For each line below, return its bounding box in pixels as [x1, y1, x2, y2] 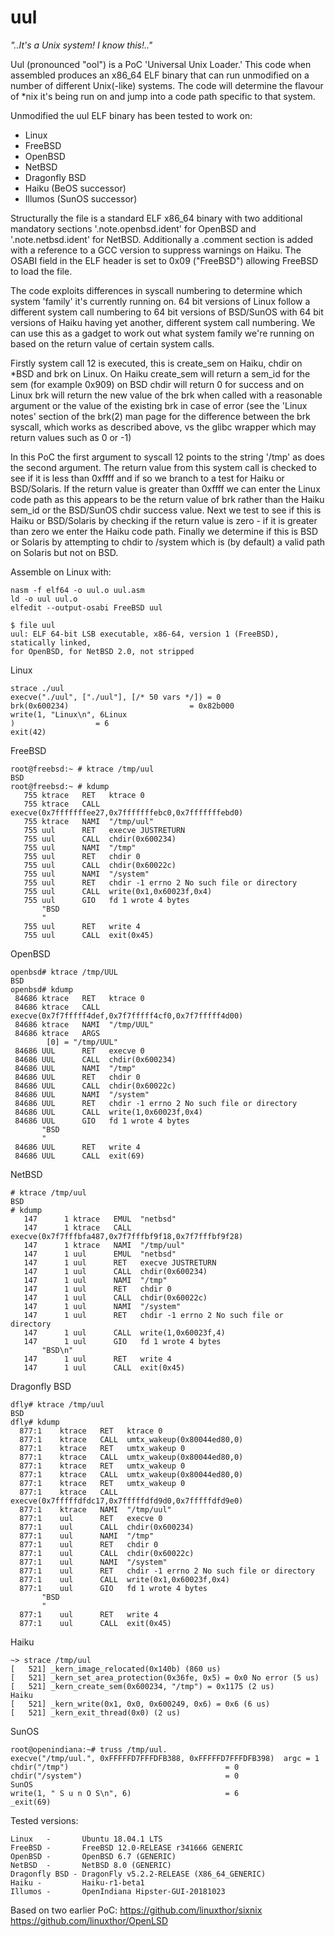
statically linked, [10, 637, 92, 648]
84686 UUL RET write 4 [14, 1142, 141, 1152]
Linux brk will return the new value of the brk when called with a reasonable [10, 389, 323, 401]
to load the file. [10, 265, 73, 277]
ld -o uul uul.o [10, 594, 78, 604]
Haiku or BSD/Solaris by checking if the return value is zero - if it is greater [10, 514, 318, 526]
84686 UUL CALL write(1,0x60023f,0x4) [14, 1107, 203, 1117]
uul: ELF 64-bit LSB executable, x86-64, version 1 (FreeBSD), [10, 629, 280, 639]
